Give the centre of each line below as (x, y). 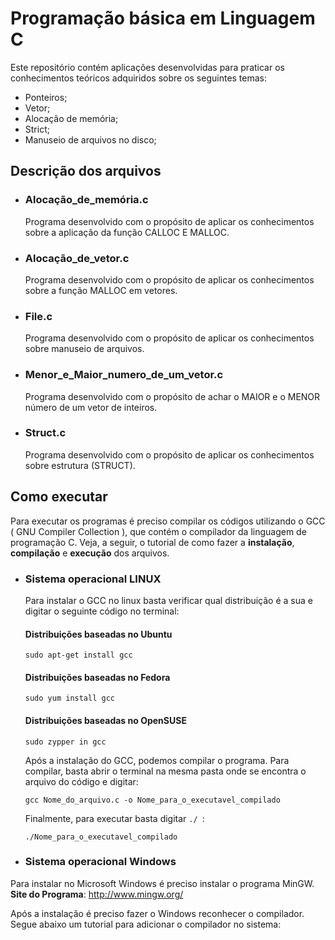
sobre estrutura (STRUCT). (80, 465)
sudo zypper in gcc (65, 742)
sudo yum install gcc (69, 698)
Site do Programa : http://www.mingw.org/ (97, 894)
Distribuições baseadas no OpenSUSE (105, 720)
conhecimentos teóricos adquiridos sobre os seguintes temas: (139, 78)
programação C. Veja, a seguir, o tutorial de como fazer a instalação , (152, 542)
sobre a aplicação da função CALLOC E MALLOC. (127, 232)
